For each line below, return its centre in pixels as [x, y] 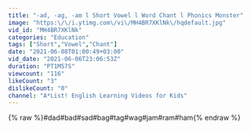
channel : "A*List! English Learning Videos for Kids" [98, 96]
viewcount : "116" [36, 74]
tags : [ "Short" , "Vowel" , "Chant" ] [63, 45]
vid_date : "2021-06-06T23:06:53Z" [65, 60]
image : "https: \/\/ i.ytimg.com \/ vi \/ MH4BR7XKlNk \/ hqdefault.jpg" [117, 23]
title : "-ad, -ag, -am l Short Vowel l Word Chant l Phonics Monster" [126, 15]
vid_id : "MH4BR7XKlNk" [45, 30]
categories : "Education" [49, 37]
